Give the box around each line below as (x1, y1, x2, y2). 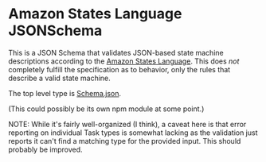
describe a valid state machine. (8, 73, 111, 83)
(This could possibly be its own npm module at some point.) (8, 104, 205, 114)
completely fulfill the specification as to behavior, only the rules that (8, 64, 231, 74)
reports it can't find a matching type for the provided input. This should (8, 136, 241, 145)
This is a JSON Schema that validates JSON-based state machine (8, 48, 225, 57)
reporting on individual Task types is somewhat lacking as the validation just (8, 128, 258, 137)
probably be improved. (8, 145, 83, 154)
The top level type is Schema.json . (8, 88, 122, 98)
